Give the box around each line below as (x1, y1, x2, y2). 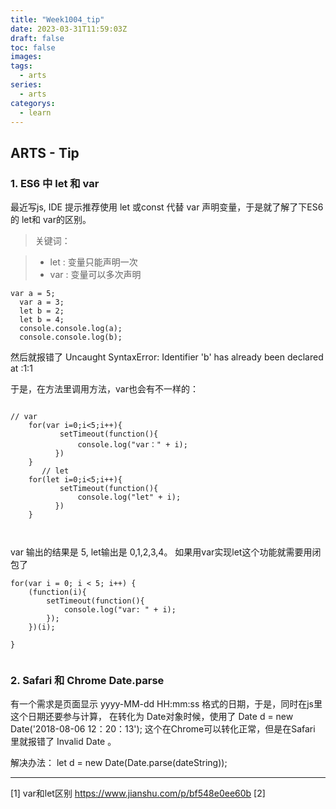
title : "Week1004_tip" (10, 14, 105, 25)
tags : (10, 61, 33, 71)
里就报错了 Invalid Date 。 (10, 736, 117, 748)
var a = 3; (19, 297, 65, 308)
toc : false (10, 42, 56, 53)
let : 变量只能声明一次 (49, 256, 138, 268)
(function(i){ (28, 587, 87, 598)
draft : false (10, 33, 65, 43)
